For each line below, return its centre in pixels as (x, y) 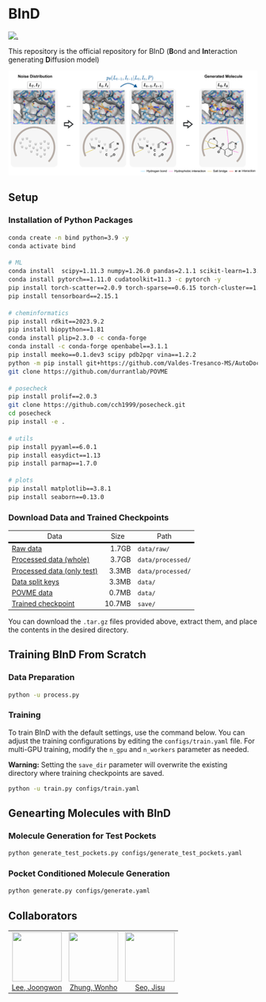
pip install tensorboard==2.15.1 (63, 296)
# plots (21, 481)
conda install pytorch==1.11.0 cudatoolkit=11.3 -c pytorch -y (115, 280)
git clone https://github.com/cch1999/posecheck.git (97, 405)
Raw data (27, 549)
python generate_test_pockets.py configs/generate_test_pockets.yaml (125, 854)
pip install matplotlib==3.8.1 (60, 489)
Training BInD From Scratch (77, 655)
